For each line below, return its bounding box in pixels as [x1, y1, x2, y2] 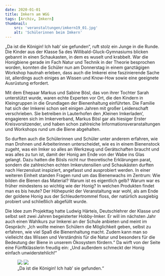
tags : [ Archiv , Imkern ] [5, 16, 54, 21]
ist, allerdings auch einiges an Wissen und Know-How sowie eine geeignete [5, 75, 159, 81]
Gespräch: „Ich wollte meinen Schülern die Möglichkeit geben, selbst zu [5, 224, 151, 229]
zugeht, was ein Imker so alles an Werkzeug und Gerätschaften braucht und [5, 146, 159, 152]
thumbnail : [5, 21, 28, 26]
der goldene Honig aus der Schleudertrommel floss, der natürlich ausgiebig [5, 193, 159, 199]
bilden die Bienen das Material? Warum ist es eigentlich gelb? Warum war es [5, 178, 160, 184]
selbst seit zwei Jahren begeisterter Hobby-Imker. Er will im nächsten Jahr [5, 214, 156, 219]
